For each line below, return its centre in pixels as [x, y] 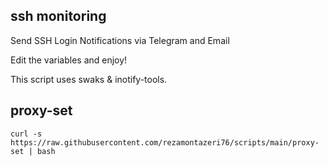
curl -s [26, 134]
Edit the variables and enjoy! [69, 60]
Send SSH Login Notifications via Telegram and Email [120, 40]
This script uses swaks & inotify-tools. [89, 79]
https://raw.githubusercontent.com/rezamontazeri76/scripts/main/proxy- [165, 142]
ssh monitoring [58, 16]
